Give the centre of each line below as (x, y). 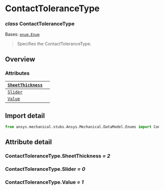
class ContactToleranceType (40, 24)
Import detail (25, 116)
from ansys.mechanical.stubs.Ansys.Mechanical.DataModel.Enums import (78, 127)
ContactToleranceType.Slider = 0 (45, 169)
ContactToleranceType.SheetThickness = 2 (58, 156)
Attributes (17, 73)
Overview (20, 59)
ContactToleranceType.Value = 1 (44, 182)
